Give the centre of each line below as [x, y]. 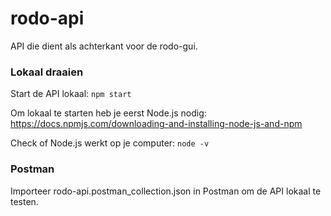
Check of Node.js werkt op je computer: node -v [110, 143]
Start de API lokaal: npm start [71, 94]
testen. [24, 201]
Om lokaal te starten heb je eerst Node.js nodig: [108, 113]
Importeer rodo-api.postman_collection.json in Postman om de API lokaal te [166, 191]
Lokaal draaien [47, 72]
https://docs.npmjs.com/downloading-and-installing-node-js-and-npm [156, 124]
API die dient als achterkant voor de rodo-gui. [104, 46]
